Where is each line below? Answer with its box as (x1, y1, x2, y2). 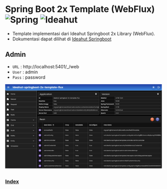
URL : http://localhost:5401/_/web (12, 63, 80, 69)
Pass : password (12, 74, 46, 80)
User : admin (12, 69, 38, 75)
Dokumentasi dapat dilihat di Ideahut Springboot (12, 36, 112, 42)
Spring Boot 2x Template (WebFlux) (5, 3, 155, 15)
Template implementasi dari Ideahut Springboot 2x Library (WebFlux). (12, 30, 156, 36)
